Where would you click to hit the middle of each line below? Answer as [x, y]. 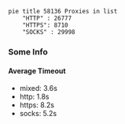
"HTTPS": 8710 [45, 25]
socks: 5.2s [38, 114]
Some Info [28, 51]
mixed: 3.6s [38, 88]
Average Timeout [37, 70]
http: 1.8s [34, 97]
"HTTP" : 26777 [47, 18]
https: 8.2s [37, 105]
